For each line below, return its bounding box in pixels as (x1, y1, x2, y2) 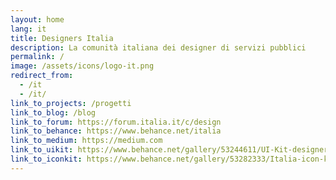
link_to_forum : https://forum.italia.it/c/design (10, 117, 222, 127)
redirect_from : (10, 71, 74, 81)
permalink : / (10, 52, 65, 62)
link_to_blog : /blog (10, 107, 97, 118)
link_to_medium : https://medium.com (10, 136, 163, 146)
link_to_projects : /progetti (10, 98, 132, 108)
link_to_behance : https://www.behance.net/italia (10, 126, 222, 136)
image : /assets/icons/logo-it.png (10, 61, 155, 71)
